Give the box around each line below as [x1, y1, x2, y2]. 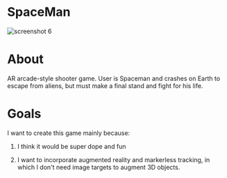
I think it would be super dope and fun [17, 142, 126, 150]
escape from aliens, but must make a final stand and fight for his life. [7, 81, 203, 90]
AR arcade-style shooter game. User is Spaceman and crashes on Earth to [7, 74, 221, 82]
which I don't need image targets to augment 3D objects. [17, 163, 180, 171]
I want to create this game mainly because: [7, 129, 131, 137]
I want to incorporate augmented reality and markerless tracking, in [17, 155, 210, 163]
